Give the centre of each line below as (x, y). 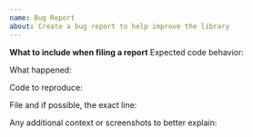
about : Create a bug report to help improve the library (120, 26)
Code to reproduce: (46, 87)
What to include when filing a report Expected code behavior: (126, 52)
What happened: (40, 70)
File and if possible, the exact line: (73, 104)
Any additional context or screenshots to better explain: (113, 122)
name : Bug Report (42, 18)
